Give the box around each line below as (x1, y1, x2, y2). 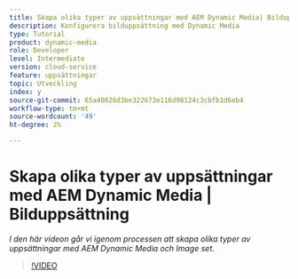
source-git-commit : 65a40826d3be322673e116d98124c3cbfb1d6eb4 (9, 95, 244, 105)
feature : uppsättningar (9, 71, 98, 80)
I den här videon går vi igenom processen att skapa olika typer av (9, 233, 251, 244)
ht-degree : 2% (9, 121, 62, 130)
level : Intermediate (9, 54, 86, 63)
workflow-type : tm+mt (9, 104, 90, 113)
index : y (9, 87, 42, 96)
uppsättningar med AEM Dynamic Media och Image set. (9, 243, 215, 253)
